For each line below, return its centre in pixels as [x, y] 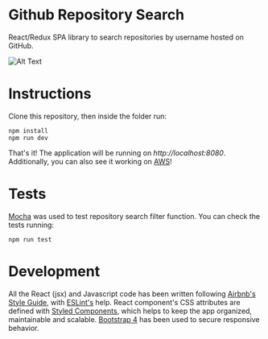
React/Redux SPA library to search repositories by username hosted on [126, 37]
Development [54, 271]
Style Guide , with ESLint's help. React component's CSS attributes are [124, 302]
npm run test [30, 239]
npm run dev [28, 138]
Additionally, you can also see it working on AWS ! [90, 161]
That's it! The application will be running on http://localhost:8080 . [117, 153]
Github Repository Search [97, 15]
